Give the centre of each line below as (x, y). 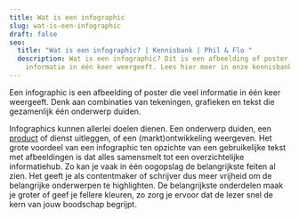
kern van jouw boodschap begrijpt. (73, 204)
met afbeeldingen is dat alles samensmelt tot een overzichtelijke (127, 157)
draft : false (33, 34)
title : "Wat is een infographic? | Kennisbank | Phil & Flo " (135, 51)
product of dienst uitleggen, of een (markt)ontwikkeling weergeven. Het (141, 138)
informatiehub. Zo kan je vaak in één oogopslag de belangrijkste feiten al (142, 166)
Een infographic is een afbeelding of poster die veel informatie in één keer (145, 92)
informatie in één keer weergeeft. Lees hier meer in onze (137, 68)
